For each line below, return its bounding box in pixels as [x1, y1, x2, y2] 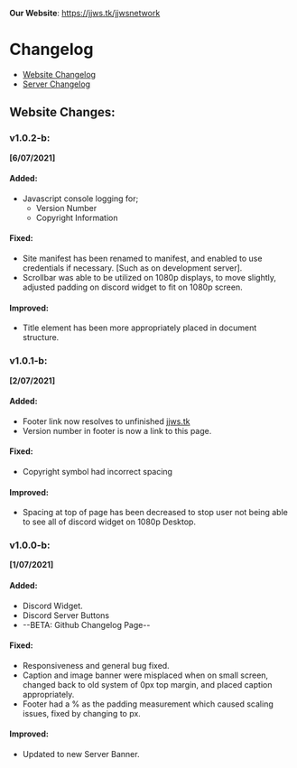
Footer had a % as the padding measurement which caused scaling [22, 699, 274, 709]
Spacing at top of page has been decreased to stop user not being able [22, 507, 289, 518]
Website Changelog [22, 69, 97, 79]
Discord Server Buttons [22, 609, 110, 621]
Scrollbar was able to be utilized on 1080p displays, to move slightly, [22, 273, 277, 283]
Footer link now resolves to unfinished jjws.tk [22, 415, 190, 427]
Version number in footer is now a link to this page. [22, 425, 212, 436]
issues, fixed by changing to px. [22, 708, 142, 718]
